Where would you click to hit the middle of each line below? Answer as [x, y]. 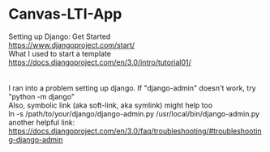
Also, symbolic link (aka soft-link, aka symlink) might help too [111, 105]
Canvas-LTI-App [65, 14]
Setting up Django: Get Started [60, 36]
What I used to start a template [60, 53]
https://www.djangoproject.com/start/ [72, 44]
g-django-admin [36, 139]
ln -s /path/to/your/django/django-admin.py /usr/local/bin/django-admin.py [134, 113]
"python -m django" [42, 96]
